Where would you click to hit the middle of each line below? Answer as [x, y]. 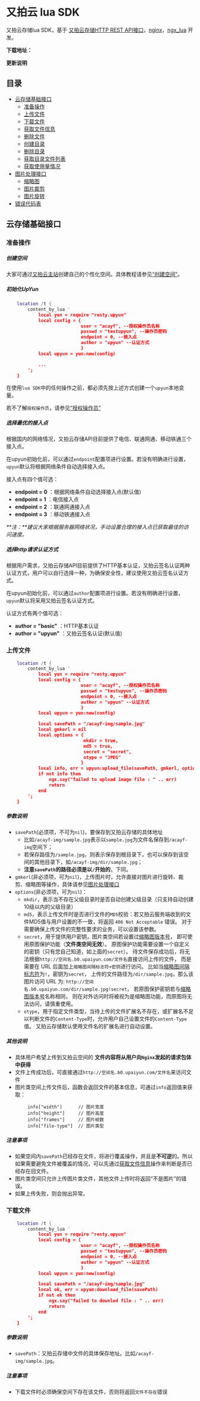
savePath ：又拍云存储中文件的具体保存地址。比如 [75, 1353]
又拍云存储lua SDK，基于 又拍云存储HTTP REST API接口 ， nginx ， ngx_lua [96, 30]
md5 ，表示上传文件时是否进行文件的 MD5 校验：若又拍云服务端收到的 [105, 914]
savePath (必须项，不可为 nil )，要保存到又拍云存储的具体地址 [89, 832]
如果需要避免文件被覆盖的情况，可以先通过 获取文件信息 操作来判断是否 [101, 1164]
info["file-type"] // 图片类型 [66, 1126]
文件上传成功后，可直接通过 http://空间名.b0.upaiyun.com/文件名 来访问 [100, 1072]
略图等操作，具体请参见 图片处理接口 [75, 884]
